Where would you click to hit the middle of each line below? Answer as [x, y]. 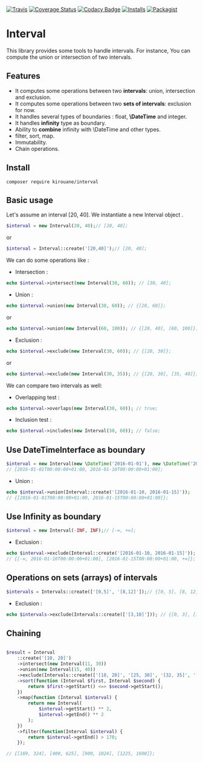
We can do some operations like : [48, 260]
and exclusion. [33, 97]
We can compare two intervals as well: [54, 386]
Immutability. [31, 142]
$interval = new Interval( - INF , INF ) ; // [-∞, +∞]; [71, 530]
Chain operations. [37, 149]
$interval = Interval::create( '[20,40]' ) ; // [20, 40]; [77, 249]
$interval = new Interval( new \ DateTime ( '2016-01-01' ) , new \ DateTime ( [98, 464]
